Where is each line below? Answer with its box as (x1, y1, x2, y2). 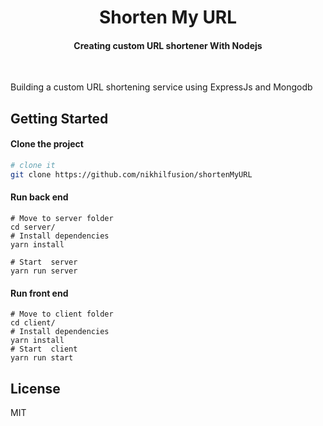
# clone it (10, 160, 56, 170)
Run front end (10, 287, 69, 299)
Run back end (10, 191, 69, 203)
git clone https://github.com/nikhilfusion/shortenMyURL (10, 169, 253, 180)
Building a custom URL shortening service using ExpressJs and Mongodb (10, 81, 313, 93)
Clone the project (10, 138, 84, 150)
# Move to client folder (10, 309, 114, 320)
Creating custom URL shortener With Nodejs (73, 39, 263, 51)
